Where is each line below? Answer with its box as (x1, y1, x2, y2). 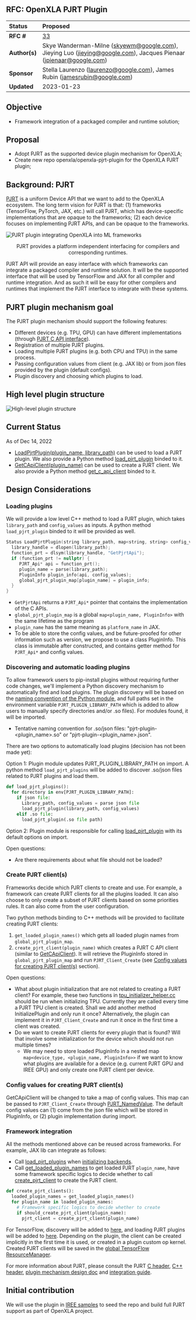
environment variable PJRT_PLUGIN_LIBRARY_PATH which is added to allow (6, 701, 179, 708)
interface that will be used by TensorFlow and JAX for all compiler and (6, 273, 175, 280)
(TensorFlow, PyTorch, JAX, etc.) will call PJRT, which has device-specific (6, 208, 184, 215)
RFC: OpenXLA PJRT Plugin (6, 5, 108, 15)
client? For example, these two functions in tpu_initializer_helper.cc (14, 992, 176, 999)
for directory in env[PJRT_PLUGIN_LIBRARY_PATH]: (11, 790, 134, 796)
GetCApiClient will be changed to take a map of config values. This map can (6, 1094, 189, 1101)
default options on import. (6, 834, 69, 841)
